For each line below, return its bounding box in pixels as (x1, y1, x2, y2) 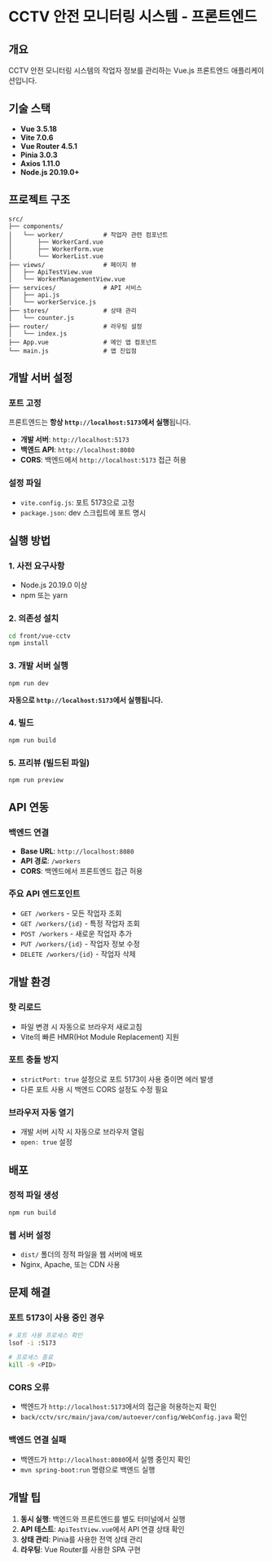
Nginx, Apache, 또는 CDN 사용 (20, 1259, 121, 1269)
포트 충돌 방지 (8, 1054, 59, 1065)
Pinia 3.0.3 (20, 150, 59, 160)
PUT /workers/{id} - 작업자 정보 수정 (20, 938, 140, 949)
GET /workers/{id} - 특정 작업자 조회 (20, 918, 140, 928)
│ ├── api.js (8, 291, 60, 299)
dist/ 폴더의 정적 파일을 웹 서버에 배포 (20, 1249, 143, 1259)
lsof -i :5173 (8, 1339, 57, 1347)
